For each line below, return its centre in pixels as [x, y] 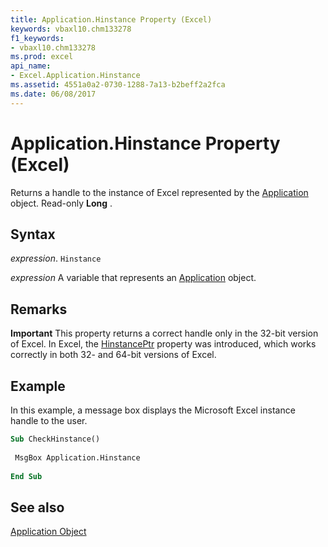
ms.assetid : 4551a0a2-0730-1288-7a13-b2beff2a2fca [118, 85]
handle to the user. [49, 420]
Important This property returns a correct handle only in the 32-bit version [164, 333]
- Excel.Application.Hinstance [75, 76]
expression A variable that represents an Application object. [133, 278]
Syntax [33, 234]
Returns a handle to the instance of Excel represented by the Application [159, 192]
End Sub [26, 476]
